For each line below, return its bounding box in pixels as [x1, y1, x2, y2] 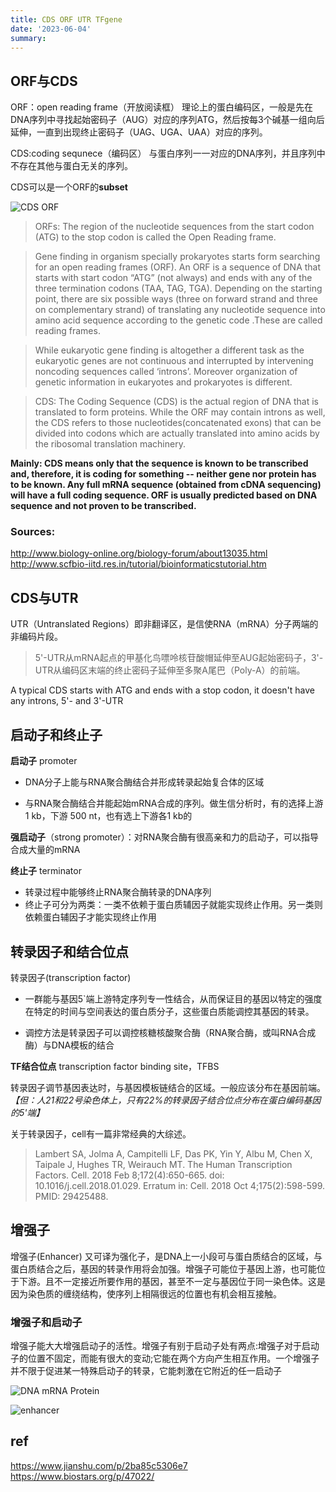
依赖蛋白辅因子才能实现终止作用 [24, 911, 157, 923]
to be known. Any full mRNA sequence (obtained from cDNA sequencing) [10, 479, 322, 491]
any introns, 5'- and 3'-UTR [10, 695, 124, 707]
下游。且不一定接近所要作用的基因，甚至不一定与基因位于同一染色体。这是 [18, 1275, 326, 1287]
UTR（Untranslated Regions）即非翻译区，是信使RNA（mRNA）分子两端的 [10, 618, 319, 630]
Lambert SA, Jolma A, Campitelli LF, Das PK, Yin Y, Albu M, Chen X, [34, 1147, 313, 1160]
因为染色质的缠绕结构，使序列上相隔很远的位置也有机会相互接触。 [10, 1287, 282, 1300]
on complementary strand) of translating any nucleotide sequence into [34, 304, 326, 316]
